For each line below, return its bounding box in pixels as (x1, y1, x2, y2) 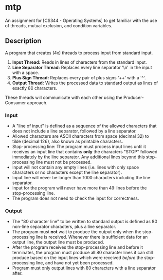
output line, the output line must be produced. (12, 239, 105, 245)
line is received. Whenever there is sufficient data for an (36, 234, 148, 240)
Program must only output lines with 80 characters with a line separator (12, 265, 156, 271)
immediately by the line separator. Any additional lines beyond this (12, 154, 145, 160)
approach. (27, 99, 48, 106)
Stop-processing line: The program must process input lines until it (12, 144, 146, 149)
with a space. (12, 70, 39, 75)
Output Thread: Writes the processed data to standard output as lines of (12, 80, 158, 86)
